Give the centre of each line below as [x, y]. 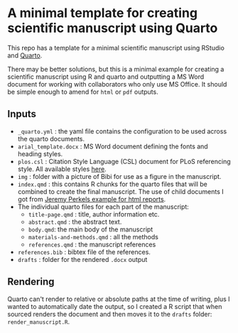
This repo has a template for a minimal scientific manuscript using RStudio [116, 48]
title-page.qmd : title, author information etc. [94, 214]
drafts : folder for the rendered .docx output [82, 259]
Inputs [22, 114]
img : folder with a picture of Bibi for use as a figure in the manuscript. [119, 176]
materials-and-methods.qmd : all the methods [93, 236]
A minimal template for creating [102, 13]
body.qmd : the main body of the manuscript [91, 229]
